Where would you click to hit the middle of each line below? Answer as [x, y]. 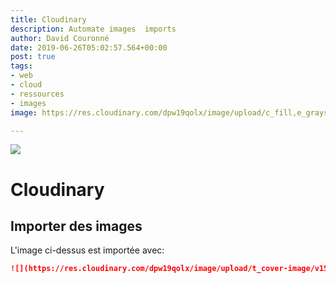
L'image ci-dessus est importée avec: [87, 250]
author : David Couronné [60, 38]
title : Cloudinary [48, 19]
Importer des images [76, 226]
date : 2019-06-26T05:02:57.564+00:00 [89, 47]
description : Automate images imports [93, 29]
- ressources [37, 94]
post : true [33, 57]
